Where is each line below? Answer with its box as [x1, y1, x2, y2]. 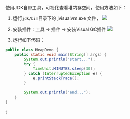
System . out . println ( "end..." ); [24, 90, 91, 95]
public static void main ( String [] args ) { [14, 52, 107, 57]
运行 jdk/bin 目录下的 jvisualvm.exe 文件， [12, 15, 101, 21]
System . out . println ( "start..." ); [24, 57, 96, 62]
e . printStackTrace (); [32, 76, 80, 81]
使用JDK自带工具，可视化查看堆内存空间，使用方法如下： [5, 5, 127, 10]
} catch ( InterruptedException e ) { [24, 71, 102, 76]
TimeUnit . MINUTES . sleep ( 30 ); [32, 66, 96, 72]
